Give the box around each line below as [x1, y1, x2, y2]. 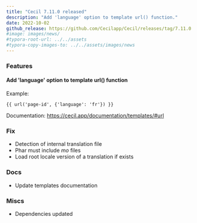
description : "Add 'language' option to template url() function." [6, 14, 178, 20]
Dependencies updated [14, 210, 73, 217]
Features [6, 62, 33, 70]
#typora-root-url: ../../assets [6, 36, 87, 42]
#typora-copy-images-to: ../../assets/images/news [6, 42, 135, 48]
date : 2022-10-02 [6, 20, 50, 26]
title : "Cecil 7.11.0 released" [6, 8, 87, 15]
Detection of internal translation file [14, 140, 102, 148]
